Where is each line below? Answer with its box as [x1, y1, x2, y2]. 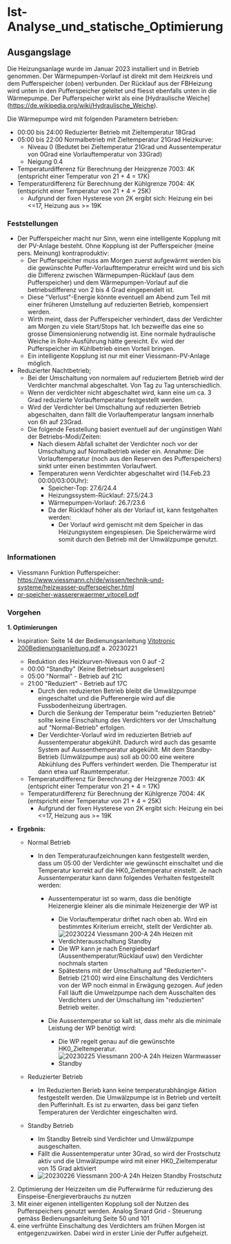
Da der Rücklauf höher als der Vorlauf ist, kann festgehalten [48, 506, 219, 515]
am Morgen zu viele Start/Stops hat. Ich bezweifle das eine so [27, 323, 204, 331]
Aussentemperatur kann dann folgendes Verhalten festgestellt [37, 873, 215, 881]
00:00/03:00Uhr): [37, 477, 89, 485]
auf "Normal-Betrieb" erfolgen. [37, 723, 126, 731]
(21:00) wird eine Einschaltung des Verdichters [80, 973, 214, 982]
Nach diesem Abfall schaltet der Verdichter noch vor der [37, 440, 199, 448]
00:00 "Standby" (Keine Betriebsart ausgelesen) [27, 664, 165, 673]
